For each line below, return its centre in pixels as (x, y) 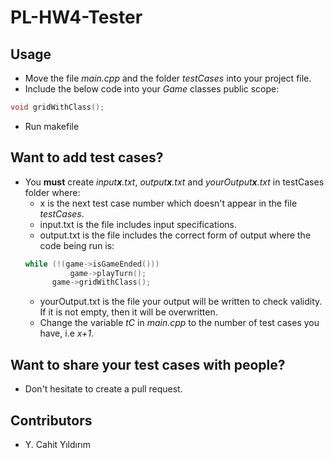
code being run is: (77, 245)
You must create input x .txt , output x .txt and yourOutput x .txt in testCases (174, 182)
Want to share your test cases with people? (148, 364)
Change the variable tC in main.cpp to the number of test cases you (179, 323)
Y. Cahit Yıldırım (57, 444)
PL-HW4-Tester (76, 17)
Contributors (51, 420)
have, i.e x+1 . (67, 333)
